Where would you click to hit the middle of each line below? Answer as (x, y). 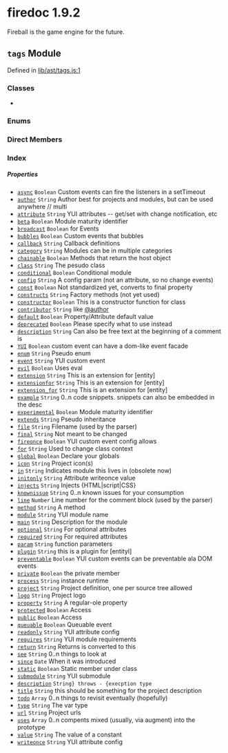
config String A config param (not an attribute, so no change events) (115, 280)
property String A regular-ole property (72, 603)
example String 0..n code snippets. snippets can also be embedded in (116, 397)
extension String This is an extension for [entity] (86, 375)
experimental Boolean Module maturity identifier (85, 411)
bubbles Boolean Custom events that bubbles (80, 235)
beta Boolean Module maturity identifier (73, 221)
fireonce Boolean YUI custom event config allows (87, 441)
